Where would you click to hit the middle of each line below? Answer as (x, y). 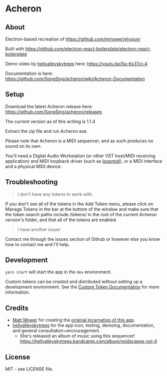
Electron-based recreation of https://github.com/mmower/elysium (73, 39)
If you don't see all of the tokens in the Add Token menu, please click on (79, 204)
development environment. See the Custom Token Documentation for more (82, 287)
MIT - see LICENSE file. (29, 369)
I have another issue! (39, 229)
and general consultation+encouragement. (56, 331)
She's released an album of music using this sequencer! (78, 336)
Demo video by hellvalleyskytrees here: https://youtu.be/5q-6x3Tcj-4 (77, 64)
